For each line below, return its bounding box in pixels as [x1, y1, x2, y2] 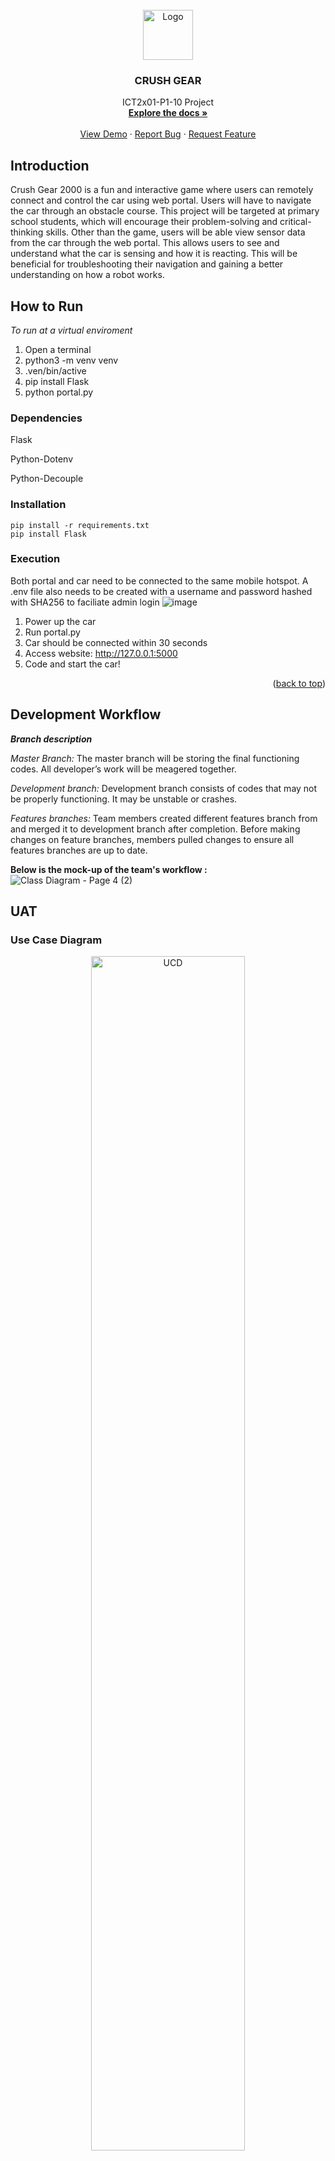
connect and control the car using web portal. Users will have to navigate [10, 194, 312, 207]
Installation [10, 498, 67, 512]
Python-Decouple [10, 473, 84, 485]
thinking [10, 226, 44, 238]
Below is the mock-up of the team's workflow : [10, 863, 208, 875]
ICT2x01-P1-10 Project [121, 96, 215, 108]
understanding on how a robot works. [10, 269, 165, 281]
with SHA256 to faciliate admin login [10, 596, 160, 608]
